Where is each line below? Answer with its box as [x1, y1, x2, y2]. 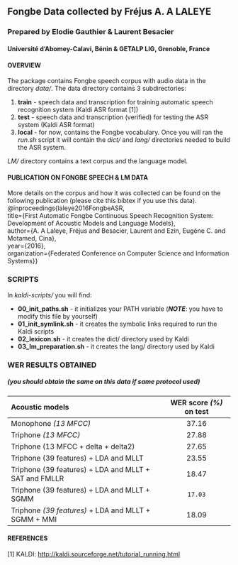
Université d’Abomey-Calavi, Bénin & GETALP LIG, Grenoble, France [7, 44, 210, 53]
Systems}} [7, 257, 38, 265]
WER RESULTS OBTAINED [7, 360, 97, 370]
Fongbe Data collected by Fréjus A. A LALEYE [7, 6, 212, 18]
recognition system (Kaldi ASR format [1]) [17, 106, 139, 114]
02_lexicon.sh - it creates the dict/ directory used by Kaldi [17, 334, 189, 343]
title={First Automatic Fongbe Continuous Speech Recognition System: [7, 212, 214, 220]
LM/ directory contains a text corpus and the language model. [7, 157, 188, 165]
